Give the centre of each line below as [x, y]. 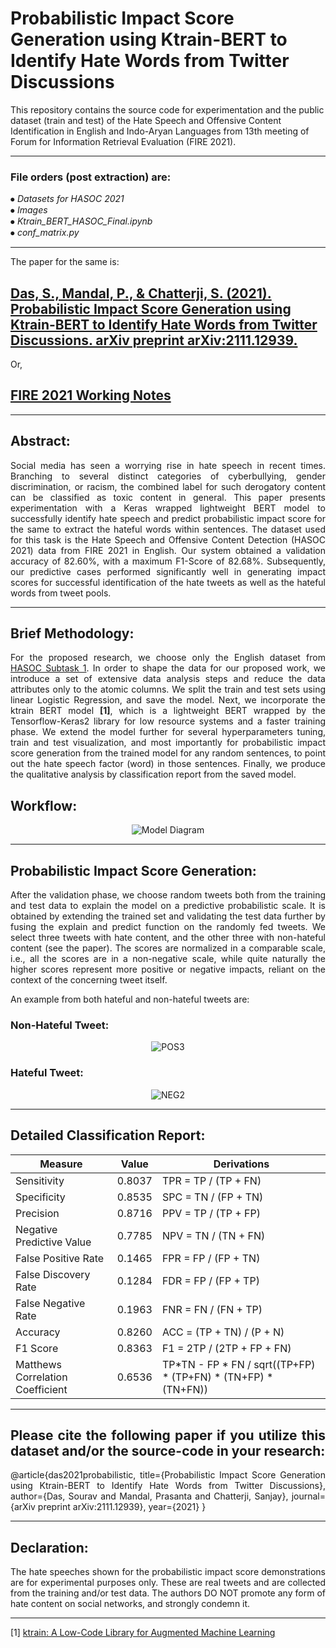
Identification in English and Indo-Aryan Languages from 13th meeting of [160, 131]
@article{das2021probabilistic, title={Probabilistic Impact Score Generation [168, 1475]
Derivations [241, 1164]
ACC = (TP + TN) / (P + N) [223, 1332]
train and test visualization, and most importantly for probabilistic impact [168, 743]
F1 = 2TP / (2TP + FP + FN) [226, 1348]
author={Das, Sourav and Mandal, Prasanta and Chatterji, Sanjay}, [149, 1496]
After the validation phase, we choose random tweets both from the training [168, 895]
